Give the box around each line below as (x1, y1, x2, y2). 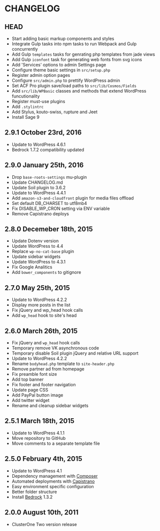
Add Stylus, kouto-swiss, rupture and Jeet (11, 109, 98, 115)
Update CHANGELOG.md (11, 179, 64, 185)
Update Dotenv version (11, 238, 59, 244)
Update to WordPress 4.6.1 (11, 141, 66, 147)
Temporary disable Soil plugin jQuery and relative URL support (11, 350, 139, 356)
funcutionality (11, 93, 40, 99)
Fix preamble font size (11, 371, 57, 377)
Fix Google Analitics (11, 264, 53, 270)
